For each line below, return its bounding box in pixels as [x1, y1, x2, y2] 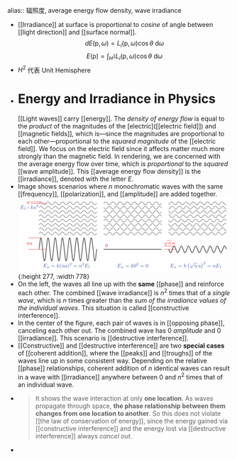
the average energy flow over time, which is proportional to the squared [17, 160, 228, 168]
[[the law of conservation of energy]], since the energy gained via [35, 416, 228, 425]
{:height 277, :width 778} [17, 272, 90, 281]
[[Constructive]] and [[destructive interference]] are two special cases [17, 341, 225, 350]
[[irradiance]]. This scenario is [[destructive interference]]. [17, 333, 189, 342]
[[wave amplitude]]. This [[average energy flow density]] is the [17, 167, 201, 176]
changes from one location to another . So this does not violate [35, 409, 221, 417]
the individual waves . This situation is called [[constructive [17, 304, 189, 312]
